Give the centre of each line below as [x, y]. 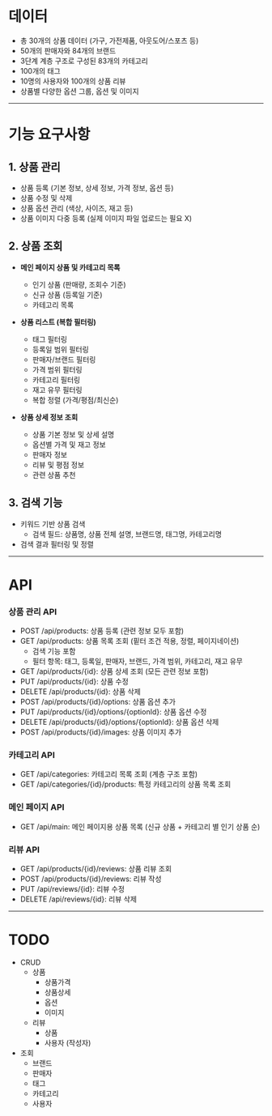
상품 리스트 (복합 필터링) [58, 322]
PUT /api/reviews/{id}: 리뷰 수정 [72, 888]
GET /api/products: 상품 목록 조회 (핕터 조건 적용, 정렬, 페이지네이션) [130, 641]
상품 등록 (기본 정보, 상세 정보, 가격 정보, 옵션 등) [97, 188]
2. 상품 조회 [36, 247]
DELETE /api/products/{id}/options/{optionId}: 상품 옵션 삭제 [119, 722]
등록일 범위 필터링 [60, 349]
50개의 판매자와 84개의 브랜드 [68, 50]
